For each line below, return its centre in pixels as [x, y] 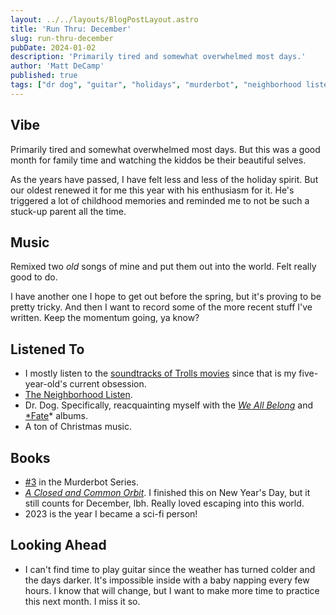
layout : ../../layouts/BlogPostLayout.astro [104, 19]
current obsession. [108, 384]
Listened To [47, 349]
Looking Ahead [58, 545]
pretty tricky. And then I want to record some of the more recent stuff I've [161, 307]
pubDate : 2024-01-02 [53, 47]
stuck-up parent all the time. [68, 211]
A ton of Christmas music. [78, 427]
